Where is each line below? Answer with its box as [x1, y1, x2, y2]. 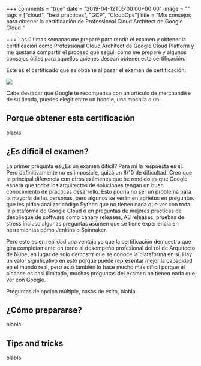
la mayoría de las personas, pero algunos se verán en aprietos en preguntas [6, 194, 194, 202]
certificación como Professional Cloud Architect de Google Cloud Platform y [6, 42, 194, 49]
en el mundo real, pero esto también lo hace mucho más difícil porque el [6, 263, 185, 271]
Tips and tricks [6, 338, 64, 349]
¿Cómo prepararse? [6, 305, 82, 316]
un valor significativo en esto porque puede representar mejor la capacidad [6, 257, 193, 264]
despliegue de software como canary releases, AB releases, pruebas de [6, 213, 185, 221]
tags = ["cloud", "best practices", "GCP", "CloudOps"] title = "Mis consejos [6, 11, 191, 19]
